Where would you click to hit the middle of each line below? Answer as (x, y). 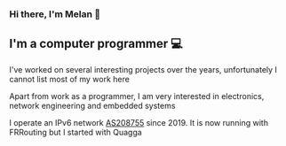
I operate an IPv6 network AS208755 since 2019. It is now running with (139, 122)
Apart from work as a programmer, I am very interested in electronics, (137, 96)
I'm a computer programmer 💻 (96, 44)
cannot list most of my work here (70, 79)
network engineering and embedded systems (92, 105)
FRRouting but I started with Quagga (75, 132)
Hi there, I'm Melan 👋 (55, 14)
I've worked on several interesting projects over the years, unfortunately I (143, 69)
